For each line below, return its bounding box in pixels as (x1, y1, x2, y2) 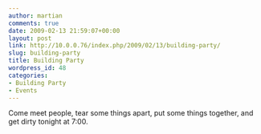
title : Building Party (8, 57, 84, 65)
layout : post (8, 34, 52, 43)
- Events (8, 86, 38, 95)
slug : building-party (8, 49, 81, 57)
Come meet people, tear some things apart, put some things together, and (8, 108, 254, 118)
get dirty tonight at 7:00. (8, 117, 88, 127)
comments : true (8, 19, 59, 27)
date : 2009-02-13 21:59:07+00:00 (8, 26, 120, 35)
